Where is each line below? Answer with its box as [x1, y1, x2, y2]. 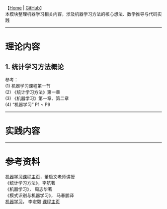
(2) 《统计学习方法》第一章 [5, 89, 61, 95]
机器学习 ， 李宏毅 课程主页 [5, 199, 60, 205]
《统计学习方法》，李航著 [5, 180, 56, 186]
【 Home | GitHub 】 [5, 5, 45, 10]
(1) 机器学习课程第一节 [5, 83, 51, 89]
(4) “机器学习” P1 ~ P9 [5, 102, 51, 107]
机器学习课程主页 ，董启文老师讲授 [5, 174, 75, 180]
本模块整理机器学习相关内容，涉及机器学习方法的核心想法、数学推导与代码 [5, 11, 158, 17]
